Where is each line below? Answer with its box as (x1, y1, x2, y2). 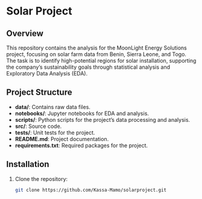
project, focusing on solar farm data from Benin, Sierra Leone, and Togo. (6, 51, 187, 58)
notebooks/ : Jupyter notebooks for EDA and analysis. (14, 110, 150, 117)
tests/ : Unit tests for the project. (14, 128, 95, 136)
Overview (6, 28, 44, 39)
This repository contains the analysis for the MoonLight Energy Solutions (6, 44, 187, 51)
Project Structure (6, 87, 72, 98)
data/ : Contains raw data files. (14, 103, 90, 110)
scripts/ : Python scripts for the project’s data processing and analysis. (14, 116, 191, 123)
